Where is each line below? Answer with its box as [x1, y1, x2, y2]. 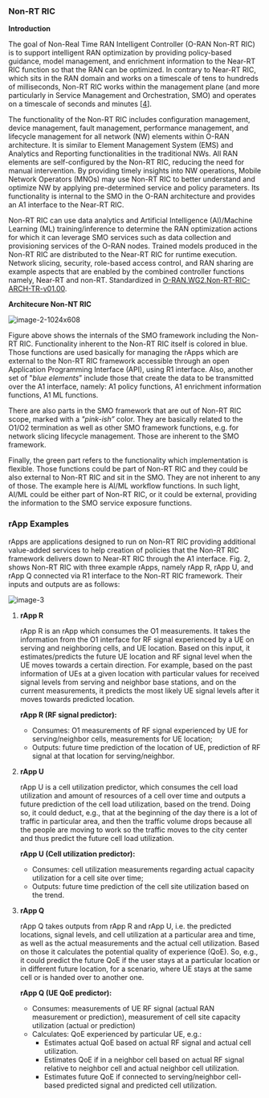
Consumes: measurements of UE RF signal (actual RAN [31, 1003, 215, 1013]
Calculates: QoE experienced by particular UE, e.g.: [31, 1029, 202, 1039]
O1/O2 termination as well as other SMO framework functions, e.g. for [8, 423, 239, 433]
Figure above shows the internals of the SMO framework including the [8, 331, 241, 341]
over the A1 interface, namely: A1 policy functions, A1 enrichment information [8, 382, 262, 391]
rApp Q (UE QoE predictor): [19, 988, 112, 998]
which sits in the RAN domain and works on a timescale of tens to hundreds [8, 74, 259, 84]
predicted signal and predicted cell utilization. [67, 1080, 218, 1090]
